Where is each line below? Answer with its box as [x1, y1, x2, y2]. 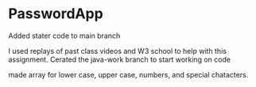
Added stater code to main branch [8, 31, 121, 40]
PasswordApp [8, 5, 103, 23]
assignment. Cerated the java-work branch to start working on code [8, 55, 231, 64]
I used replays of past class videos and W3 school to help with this [8, 46, 227, 55]
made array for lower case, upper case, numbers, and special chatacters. [8, 70, 249, 79]
